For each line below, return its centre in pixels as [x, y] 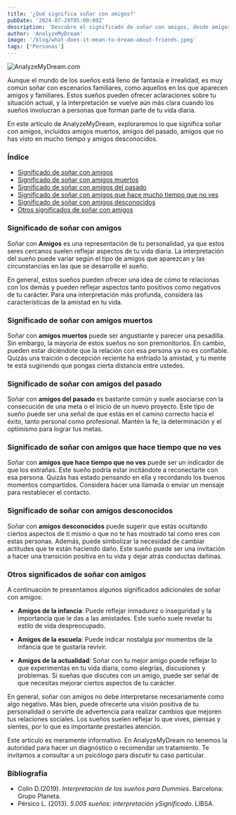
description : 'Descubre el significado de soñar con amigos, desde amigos [119, 27]
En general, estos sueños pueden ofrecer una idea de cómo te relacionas [113, 280]
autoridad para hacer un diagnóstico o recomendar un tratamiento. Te [108, 748]
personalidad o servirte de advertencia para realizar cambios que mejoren [114, 711]
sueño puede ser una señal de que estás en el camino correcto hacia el [111, 414]
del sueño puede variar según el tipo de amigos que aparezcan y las [106, 259]
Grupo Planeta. [39, 796]
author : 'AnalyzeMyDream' [45, 33]
